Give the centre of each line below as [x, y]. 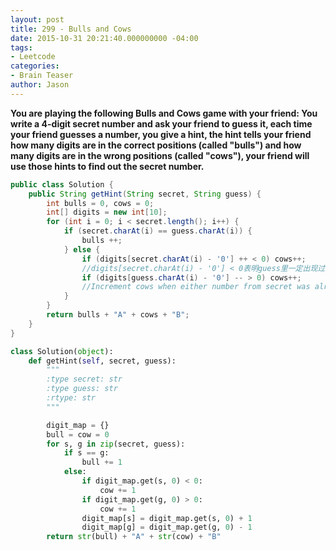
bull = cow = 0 [78, 434]
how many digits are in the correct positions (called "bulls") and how [156, 145]
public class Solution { [62, 184]
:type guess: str [82, 389]
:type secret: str [84, 379]
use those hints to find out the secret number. [107, 166]
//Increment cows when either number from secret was [196, 287]
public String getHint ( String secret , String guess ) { [145, 194]
